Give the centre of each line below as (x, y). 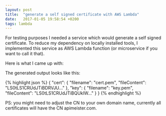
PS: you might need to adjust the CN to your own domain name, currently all (83, 103)
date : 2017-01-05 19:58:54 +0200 (42, 19)
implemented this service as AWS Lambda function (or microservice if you (82, 48)
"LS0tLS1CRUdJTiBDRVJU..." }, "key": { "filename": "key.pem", (69, 88)
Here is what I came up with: (34, 63)
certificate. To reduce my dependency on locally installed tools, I (72, 43)
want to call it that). (25, 54)
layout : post (19, 10)
